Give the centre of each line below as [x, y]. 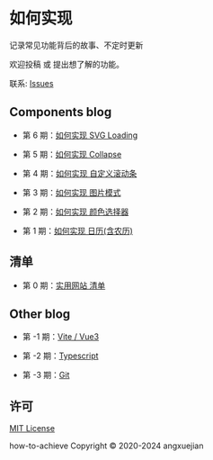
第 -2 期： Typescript [60, 356]
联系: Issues [31, 83]
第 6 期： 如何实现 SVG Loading [80, 135]
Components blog [61, 112]
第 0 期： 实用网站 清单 [64, 285]
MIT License [32, 428]
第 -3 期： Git [46, 375]
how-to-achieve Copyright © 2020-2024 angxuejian [106, 446]
